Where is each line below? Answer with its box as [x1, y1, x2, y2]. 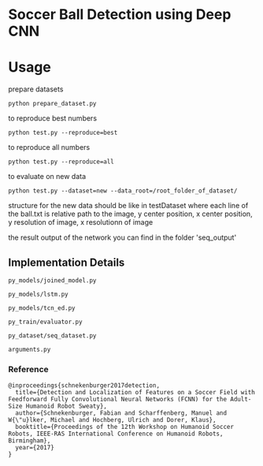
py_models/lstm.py [8, 290, 69, 298]
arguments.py [8, 345, 51, 353]
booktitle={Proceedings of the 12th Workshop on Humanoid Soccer [15, 423, 235, 431]
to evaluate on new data [8, 172, 87, 181]
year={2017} [15, 444, 55, 452]
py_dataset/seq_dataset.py [8, 331, 97, 340]
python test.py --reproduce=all [8, 158, 114, 166]
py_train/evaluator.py [8, 318, 83, 326]
